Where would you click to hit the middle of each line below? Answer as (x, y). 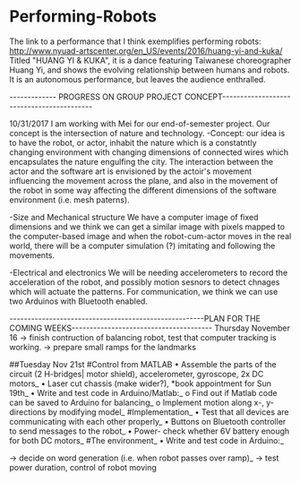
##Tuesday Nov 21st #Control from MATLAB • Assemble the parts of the (143, 364)
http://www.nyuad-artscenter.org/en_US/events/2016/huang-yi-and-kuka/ (146, 50)
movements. (32, 255)
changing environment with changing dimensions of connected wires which (149, 152)
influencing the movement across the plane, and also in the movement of (144, 180)
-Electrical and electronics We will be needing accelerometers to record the (149, 272)
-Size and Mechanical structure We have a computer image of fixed (134, 217)
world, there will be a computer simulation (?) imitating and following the (142, 245)
